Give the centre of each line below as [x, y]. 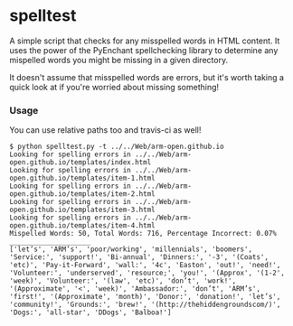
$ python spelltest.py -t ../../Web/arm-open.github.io [117, 147]
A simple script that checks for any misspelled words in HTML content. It [145, 41]
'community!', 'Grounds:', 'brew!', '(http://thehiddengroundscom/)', [145, 305]
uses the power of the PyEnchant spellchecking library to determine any [144, 50]
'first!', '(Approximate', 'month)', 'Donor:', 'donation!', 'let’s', [145, 297]
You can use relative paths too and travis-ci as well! [105, 130]
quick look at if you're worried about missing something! [114, 87]
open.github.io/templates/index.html [80, 163]
